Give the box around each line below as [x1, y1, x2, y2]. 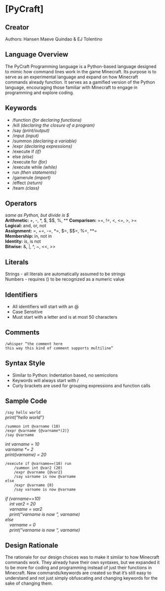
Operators [5, 199, 37, 208]
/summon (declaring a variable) [12, 138, 77, 144]
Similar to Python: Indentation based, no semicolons [12, 372, 118, 378]
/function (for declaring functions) [12, 117, 82, 123]
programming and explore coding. [5, 90, 74, 96]
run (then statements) [12, 169, 57, 175]
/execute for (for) [12, 159, 48, 164]
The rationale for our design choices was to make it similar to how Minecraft [5, 554, 159, 560]
